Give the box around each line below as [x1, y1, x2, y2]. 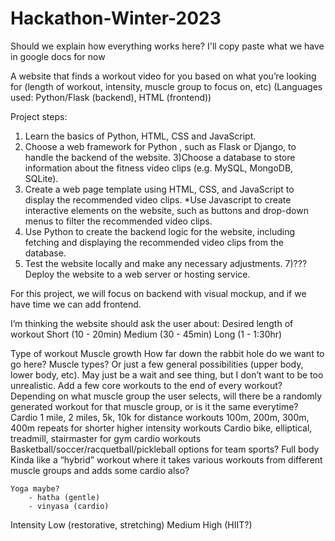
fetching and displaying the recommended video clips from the [24, 236, 284, 248]
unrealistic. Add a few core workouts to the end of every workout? [10, 379, 283, 391]
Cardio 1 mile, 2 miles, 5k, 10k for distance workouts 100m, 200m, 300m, [10, 411, 310, 423]
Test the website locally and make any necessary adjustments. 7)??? [24, 257, 308, 269]
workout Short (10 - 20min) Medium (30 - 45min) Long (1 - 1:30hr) [10, 328, 283, 340]
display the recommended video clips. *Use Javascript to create [24, 193, 292, 206]
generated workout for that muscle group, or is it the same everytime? [10, 400, 299, 412]
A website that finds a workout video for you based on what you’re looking [10, 70, 317, 82]
